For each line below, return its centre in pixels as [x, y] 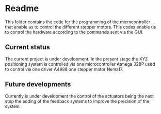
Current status [27, 47]
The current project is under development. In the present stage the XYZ [76, 59]
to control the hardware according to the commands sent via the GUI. [74, 32]
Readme [22, 8]
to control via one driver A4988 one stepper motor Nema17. [64, 69]
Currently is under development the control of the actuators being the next [80, 96]
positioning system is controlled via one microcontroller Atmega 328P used [80, 64]
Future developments [38, 84]
